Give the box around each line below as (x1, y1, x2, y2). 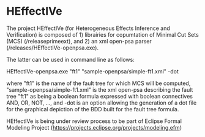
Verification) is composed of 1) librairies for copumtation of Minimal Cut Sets (6, 31, 199, 38)
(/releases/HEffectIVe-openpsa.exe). (6, 44, 99, 51)
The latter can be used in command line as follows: (6, 56, 135, 63)
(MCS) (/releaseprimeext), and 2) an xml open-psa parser (6, 37, 152, 45)
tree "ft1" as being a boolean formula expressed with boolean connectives (6, 92, 193, 100)
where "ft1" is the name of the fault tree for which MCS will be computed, (6, 80, 191, 87)
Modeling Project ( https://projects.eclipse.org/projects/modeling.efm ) (6, 124, 182, 131)
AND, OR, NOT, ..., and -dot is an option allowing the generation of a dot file (6, 99, 197, 106)
